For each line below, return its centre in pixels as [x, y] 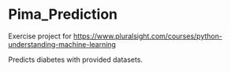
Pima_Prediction [63, 14]
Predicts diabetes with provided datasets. [76, 59]
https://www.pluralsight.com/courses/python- [148, 36]
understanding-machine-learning [62, 44]
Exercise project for [40, 36]
